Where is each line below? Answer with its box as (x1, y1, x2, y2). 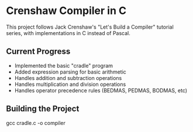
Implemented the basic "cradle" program (14, 62, 113, 69)
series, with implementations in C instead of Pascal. (6, 29, 130, 36)
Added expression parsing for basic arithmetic (14, 68, 127, 75)
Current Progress (6, 47, 71, 57)
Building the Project (6, 104, 80, 114)
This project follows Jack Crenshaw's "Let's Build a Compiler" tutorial (6, 23, 174, 30)
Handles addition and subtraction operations (14, 74, 122, 81)
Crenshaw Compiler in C (6, 4, 127, 18)
